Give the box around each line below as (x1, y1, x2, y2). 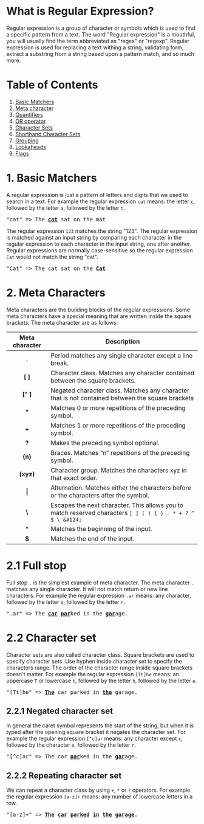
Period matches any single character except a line (50, 351, 193, 359)
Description (105, 337, 140, 345)
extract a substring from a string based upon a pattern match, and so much (6, 50, 195, 57)
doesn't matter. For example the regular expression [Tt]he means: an (6, 670, 179, 677)
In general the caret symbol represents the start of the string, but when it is (6, 722, 194, 729)
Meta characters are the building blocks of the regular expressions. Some (6, 306, 190, 313)
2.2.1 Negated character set (6, 706, 114, 716)
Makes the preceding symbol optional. (50, 438, 160, 447)
